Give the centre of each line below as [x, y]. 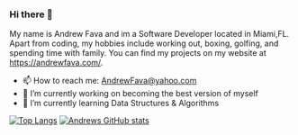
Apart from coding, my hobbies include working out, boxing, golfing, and [144, 43]
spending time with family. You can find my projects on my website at [138, 53]
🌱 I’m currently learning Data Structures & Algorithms [121, 103]
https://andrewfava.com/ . [56, 63]
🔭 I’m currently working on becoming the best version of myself [140, 94]
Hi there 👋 [32, 14]
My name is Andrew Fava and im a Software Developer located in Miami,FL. [149, 34]
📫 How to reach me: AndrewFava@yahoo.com [109, 81]
